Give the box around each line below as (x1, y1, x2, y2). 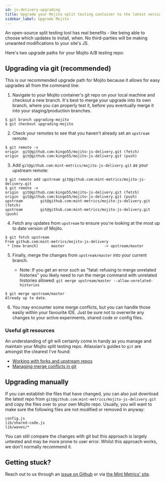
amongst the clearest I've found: (5, 348, 71, 355)
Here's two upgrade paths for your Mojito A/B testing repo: (5, 50, 124, 56)
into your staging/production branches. (12, 108, 92, 114)
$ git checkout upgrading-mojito (5, 122, 74, 127)
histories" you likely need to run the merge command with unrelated (19, 272, 157, 278)
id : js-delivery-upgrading (5, 7, 60, 12)
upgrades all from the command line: (5, 82, 80, 89)
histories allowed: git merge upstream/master (19, 277, 111, 283)
